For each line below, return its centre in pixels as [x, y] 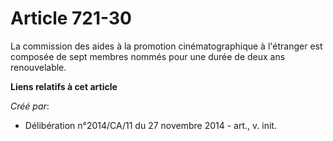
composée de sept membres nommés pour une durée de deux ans [148, 56]
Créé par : [30, 106]
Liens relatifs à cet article [64, 86]
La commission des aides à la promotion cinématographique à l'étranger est [166, 46]
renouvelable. [38, 67]
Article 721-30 [71, 18]
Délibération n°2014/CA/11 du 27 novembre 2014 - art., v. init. [150, 125]
